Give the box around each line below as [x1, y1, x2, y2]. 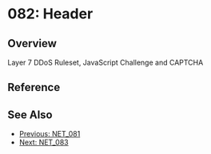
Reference [7, 81, 61, 94]
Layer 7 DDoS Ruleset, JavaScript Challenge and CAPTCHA [7, 57, 204, 67]
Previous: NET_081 [18, 129, 81, 139]
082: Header [7, 5, 94, 23]
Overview [7, 37, 58, 50]
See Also [7, 108, 53, 121]
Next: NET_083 [18, 137, 69, 148]
